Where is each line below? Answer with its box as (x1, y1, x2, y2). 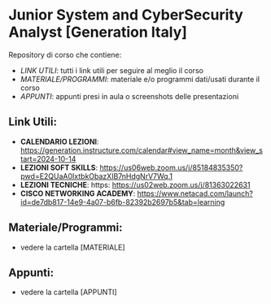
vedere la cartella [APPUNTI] (20, 287, 117, 297)
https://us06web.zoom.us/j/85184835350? (99, 163, 243, 172)
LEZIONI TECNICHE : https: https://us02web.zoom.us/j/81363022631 (20, 180, 251, 189)
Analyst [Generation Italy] (8, 23, 187, 41)
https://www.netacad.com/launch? (137, 189, 254, 198)
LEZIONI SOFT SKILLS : (20, 163, 98, 172)
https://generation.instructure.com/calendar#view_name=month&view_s (20, 145, 263, 155)
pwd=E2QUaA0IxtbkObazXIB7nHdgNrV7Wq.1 (20, 171, 173, 180)
